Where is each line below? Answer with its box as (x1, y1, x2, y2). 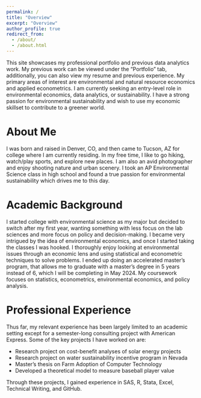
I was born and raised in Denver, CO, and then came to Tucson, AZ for (6, 145, 180, 152)
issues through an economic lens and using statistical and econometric (6, 250, 183, 257)
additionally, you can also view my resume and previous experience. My (6, 72, 185, 79)
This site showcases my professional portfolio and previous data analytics (6, 58, 190, 66)
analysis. (6, 282, 28, 289)
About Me (6, 125, 57, 139)
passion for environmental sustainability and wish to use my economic (6, 97, 181, 104)
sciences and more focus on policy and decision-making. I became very (6, 230, 185, 238)
